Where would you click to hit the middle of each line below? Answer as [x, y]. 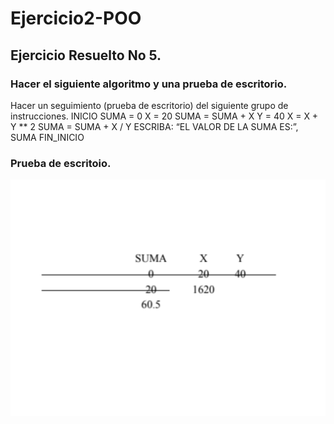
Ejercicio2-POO [76, 18]
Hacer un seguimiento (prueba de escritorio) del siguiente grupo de [149, 105]
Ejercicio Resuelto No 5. [86, 55]
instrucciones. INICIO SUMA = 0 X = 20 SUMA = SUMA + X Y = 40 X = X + [164, 116]
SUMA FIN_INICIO [47, 137]
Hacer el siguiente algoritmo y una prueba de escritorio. [149, 84]
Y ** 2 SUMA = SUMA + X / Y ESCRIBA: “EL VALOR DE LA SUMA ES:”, [154, 126]
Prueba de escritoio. [61, 163]
